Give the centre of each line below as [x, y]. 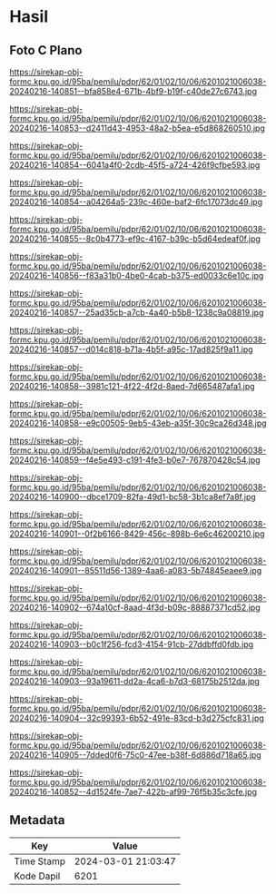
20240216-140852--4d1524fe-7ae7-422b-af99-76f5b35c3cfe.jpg [133, 792]
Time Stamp [40, 861]
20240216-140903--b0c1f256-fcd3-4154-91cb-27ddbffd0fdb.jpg [132, 644]
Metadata [37, 820]
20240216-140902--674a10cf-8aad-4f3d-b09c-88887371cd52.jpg [135, 607]
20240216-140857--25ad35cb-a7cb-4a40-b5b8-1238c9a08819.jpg [137, 312]
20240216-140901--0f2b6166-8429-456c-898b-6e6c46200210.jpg [137, 534]
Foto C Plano [46, 50]
